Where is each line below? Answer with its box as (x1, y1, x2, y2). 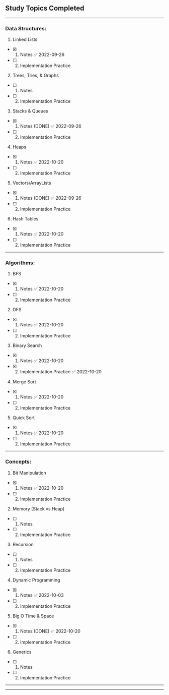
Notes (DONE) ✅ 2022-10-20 (20, 628, 80, 634)
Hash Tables (12, 216, 39, 222)
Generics (12, 649, 32, 655)
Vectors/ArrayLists (12, 180, 51, 186)
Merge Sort (12, 379, 36, 385)
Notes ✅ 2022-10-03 (20, 592, 64, 598)
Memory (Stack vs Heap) (12, 505, 65, 511)
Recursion (12, 541, 34, 547)
